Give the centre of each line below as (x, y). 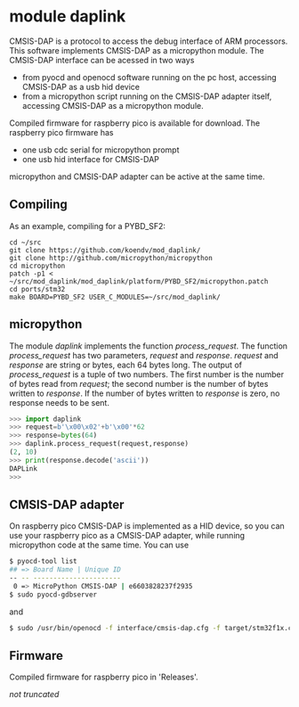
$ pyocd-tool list (43, 562)
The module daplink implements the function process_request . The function (148, 346)
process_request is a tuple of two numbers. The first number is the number (147, 374)
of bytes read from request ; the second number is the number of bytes (139, 383)
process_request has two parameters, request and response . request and (144, 355)
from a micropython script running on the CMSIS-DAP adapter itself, (147, 96)
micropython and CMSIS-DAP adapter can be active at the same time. (137, 177)
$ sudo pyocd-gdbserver (53, 595)
